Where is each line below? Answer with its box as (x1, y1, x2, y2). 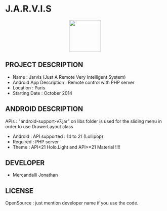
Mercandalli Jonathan (12, 172, 58, 178)
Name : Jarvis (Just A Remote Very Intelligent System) (12, 74, 126, 80)
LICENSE (5, 186, 34, 195)
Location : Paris (12, 84, 46, 91)
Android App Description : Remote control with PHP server (12, 79, 135, 85)
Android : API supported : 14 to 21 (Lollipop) (12, 133, 104, 139)
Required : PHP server (12, 138, 59, 144)
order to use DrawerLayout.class (5, 123, 73, 129)
